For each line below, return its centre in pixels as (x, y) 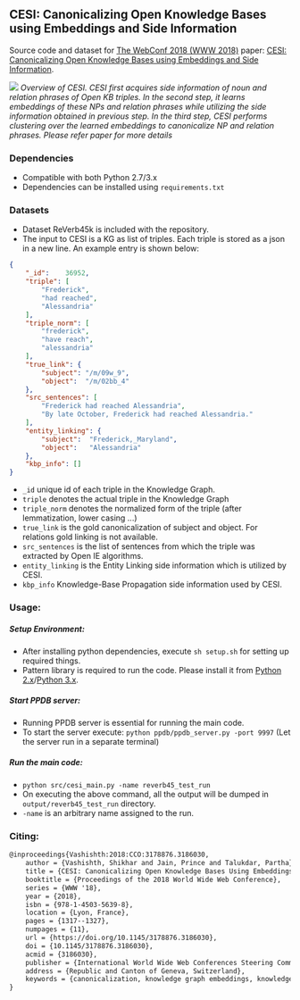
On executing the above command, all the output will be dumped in (146, 794)
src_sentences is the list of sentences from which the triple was (139, 546)
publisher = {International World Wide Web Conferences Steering (150, 962)
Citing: (24, 836)
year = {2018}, (54, 896)
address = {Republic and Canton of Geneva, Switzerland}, (135, 971)
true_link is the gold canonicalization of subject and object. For (140, 528)
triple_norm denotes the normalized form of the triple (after (132, 509)
